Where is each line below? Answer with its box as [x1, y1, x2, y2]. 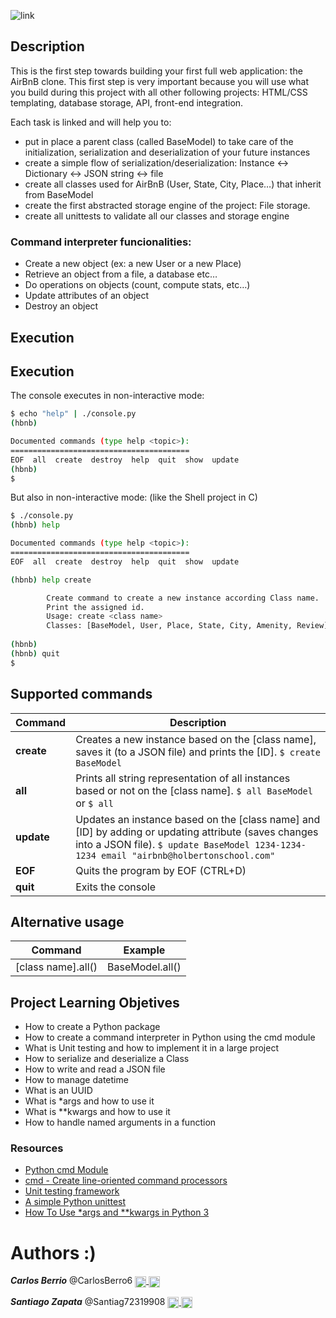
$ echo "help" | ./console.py [10, 409, 137, 419]
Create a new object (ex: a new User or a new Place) [24, 258, 242, 270]
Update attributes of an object [24, 290, 150, 302]
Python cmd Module [24, 1164, 109, 1176]
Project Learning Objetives [10, 994, 180, 1011]
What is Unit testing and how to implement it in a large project [24, 1042, 279, 1054]
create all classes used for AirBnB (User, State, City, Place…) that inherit [24, 178, 322, 190]
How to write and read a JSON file [24, 1063, 166, 1075]
